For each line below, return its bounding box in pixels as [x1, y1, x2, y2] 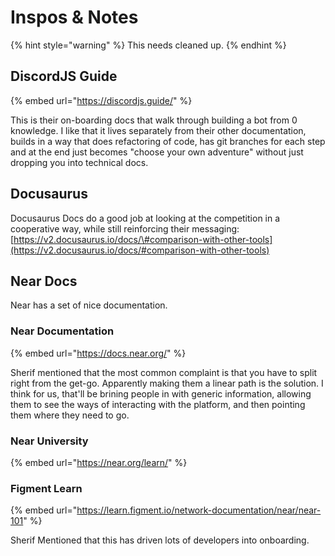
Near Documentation [10, 324, 115, 338]
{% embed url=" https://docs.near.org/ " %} [10, 347, 187, 359]
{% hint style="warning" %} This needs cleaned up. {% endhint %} [10, 39, 287, 51]
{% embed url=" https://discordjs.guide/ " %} [10, 94, 193, 106]
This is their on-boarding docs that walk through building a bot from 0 [10, 114, 298, 126]
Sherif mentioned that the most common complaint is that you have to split [10, 366, 318, 378]
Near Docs [10, 272, 78, 290]
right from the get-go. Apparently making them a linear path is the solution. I [10, 377, 324, 389]
